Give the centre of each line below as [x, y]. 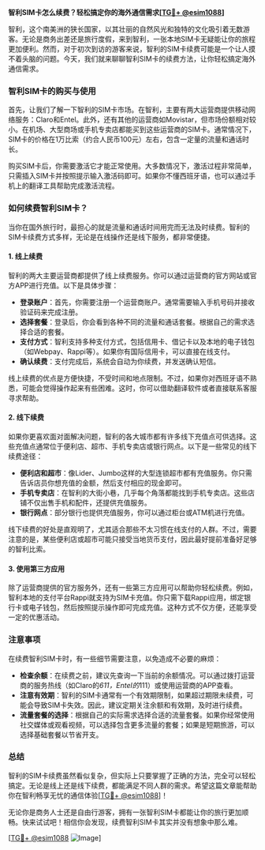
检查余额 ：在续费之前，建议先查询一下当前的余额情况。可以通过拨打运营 [137, 675]
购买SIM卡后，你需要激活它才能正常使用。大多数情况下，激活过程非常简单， [132, 166]
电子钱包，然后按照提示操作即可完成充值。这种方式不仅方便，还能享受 [143, 607]
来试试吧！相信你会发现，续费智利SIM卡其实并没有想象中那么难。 [135, 822]
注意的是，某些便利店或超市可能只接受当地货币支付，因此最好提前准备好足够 [132, 539]
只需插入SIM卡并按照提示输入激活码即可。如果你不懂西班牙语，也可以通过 [129, 176]
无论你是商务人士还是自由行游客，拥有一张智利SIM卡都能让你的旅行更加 [125, 812]
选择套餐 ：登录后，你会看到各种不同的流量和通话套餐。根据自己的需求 [134, 322]
